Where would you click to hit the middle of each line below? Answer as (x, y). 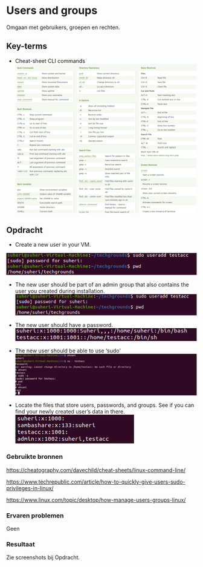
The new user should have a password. (64, 325)
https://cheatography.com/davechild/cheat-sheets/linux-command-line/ (96, 470)
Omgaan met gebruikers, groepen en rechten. (63, 27)
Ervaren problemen (35, 516)
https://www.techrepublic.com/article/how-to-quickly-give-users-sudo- (96, 482)
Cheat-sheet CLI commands (50, 60)
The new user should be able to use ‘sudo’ (68, 351)
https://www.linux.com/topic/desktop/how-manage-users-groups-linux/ (96, 500)
